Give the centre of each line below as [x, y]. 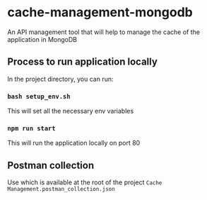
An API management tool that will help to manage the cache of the [103, 32]
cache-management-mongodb [100, 12]
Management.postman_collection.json [61, 189]
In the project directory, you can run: [60, 79]
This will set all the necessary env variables [71, 111]
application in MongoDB [42, 39]
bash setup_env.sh [39, 96]
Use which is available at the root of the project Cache [85, 182]
